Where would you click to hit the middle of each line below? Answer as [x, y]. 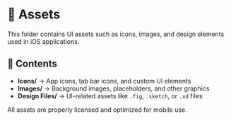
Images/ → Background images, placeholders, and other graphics [113, 88]
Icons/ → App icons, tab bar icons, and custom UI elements [104, 81]
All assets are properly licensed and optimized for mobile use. [97, 110]
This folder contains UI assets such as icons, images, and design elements [116, 34]
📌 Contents [32, 64]
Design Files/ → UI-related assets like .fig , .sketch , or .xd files [110, 96]
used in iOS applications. [43, 41]
